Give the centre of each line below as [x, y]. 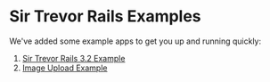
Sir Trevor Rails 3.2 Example [74, 58]
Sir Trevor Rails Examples [106, 16]
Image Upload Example [65, 68]
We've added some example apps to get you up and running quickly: [135, 41]
